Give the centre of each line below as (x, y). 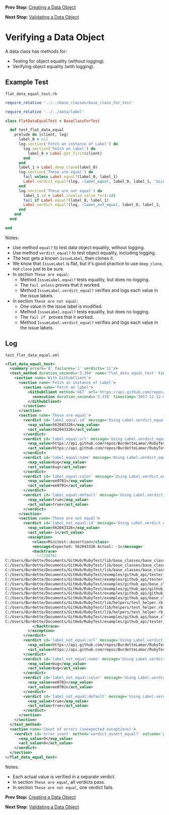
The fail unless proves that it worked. (60, 285)
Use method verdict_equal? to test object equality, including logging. (84, 253)
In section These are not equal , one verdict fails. (63, 787)
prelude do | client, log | (41, 135)
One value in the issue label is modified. (61, 306)
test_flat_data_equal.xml (32, 355)
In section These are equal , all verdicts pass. (59, 782)
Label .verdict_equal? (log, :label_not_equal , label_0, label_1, (92, 205)
